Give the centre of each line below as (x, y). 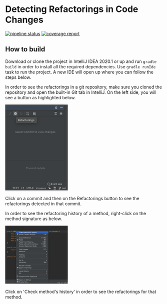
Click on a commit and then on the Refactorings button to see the (72, 198)
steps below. (18, 77)
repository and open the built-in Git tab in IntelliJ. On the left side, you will (81, 92)
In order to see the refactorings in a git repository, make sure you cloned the (84, 87)
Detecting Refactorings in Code (72, 9)
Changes (24, 20)
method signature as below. (34, 219)
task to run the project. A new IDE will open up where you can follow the (79, 72)
